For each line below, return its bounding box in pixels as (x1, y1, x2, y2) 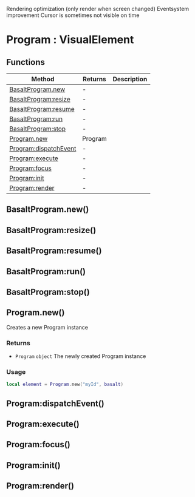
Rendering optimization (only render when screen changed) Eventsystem (6, 5, 190, 12)
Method (31, 75, 55, 83)
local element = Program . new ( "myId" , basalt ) (6, 382, 123, 388)
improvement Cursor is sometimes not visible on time (6, 12, 140, 19)
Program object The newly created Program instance (15, 353, 146, 360)
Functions (6, 57, 46, 67)
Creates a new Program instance (6, 323, 89, 331)
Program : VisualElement (6, 33, 134, 47)
